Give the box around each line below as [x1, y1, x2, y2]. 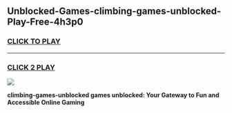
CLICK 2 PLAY [7, 62, 55, 72]
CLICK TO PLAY [7, 37, 61, 47]
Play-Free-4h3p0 [7, 16, 84, 28]
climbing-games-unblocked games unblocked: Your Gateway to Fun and [7, 90, 220, 99]
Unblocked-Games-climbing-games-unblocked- [7, 5, 222, 17]
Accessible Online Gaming [7, 98, 85, 106]
